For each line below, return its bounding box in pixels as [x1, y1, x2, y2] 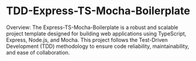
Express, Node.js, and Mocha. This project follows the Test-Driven [6, 36, 168, 43]
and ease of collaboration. [6, 49, 70, 56]
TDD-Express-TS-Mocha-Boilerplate [6, 4, 191, 18]
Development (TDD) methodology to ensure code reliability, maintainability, [6, 43, 189, 50]
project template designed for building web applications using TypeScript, [6, 30, 187, 37]
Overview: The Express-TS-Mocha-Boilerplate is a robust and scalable [6, 24, 179, 31]
